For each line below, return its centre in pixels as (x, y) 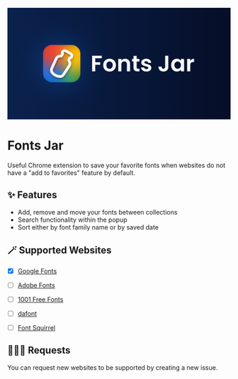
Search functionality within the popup (72, 220)
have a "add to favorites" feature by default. (72, 172)
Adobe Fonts (36, 285)
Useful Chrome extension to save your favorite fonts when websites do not (117, 165)
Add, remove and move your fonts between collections (97, 212)
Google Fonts (37, 271)
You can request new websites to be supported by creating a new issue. (113, 367)
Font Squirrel (36, 327)
